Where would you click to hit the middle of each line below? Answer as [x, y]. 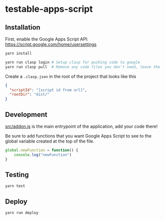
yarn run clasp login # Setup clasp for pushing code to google [73, 62]
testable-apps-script [49, 9]
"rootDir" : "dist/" [30, 95]
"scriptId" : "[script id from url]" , [48, 90]
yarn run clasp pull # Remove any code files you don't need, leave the [83, 67]
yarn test [15, 186]
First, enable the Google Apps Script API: [47, 39]
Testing [17, 174]
